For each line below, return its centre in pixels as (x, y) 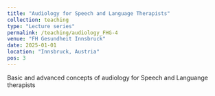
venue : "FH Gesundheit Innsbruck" (57, 39)
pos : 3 (16, 58)
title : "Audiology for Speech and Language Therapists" (89, 13)
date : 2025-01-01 (32, 45)
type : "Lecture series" (41, 26)
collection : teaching (38, 20)
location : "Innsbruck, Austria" (53, 52)
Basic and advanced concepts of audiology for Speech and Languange (107, 77)
